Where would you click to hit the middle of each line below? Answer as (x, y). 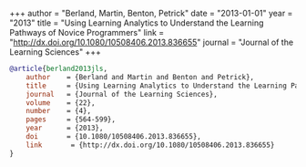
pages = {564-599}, (71, 120)
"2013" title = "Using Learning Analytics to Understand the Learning (137, 23)
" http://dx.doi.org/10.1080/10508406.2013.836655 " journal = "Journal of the (152, 42)
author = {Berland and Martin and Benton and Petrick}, (140, 77)
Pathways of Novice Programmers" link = (87, 32)
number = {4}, (59, 111)
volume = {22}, (61, 103)
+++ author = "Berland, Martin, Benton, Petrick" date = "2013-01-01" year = (151, 13)
